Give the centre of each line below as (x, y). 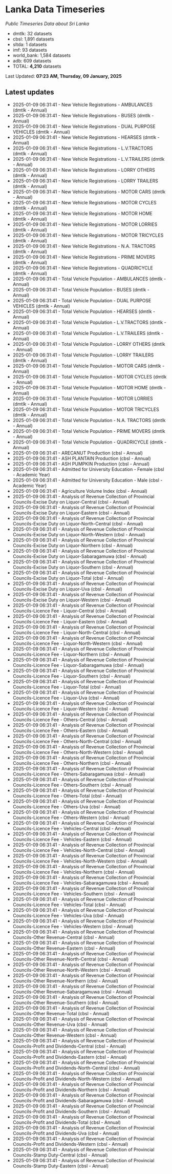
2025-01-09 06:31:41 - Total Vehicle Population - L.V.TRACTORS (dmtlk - (89, 322)
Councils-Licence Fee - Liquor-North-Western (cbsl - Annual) (78, 643)
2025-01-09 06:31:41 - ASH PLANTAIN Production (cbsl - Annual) (82, 458)
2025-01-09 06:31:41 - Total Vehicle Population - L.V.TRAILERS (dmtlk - (88, 333)
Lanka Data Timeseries (55, 9)
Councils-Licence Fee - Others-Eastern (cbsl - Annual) (71, 730)
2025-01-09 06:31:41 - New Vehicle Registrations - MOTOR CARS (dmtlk (89, 192)
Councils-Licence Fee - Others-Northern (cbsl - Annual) (72, 763)
